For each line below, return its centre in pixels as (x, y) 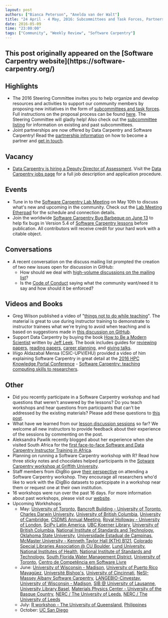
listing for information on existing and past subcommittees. (73, 125)
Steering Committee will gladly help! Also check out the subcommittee (85, 120)
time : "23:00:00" (23, 29)
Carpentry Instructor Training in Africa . (52, 450)
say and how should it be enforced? (57, 288)
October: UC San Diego (44, 610)
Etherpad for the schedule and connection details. (64, 212)
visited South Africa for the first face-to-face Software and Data (78, 445)
